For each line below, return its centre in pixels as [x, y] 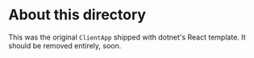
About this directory [77, 15]
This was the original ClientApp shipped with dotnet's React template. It [127, 37]
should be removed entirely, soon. [65, 45]
